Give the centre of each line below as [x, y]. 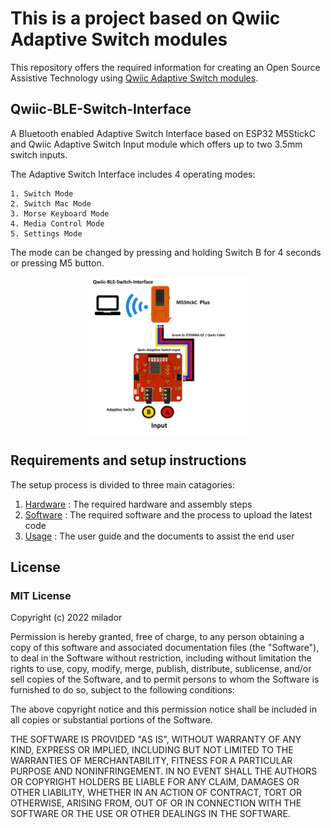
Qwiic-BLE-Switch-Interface [101, 109]
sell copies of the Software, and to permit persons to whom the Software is [165, 679]
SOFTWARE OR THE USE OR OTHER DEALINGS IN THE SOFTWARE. [150, 814]
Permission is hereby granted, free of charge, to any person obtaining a [157, 637]
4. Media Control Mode [57, 223]
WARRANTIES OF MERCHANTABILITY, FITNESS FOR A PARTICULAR [151, 761]
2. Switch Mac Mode [51, 203]
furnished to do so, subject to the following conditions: [122, 690]
